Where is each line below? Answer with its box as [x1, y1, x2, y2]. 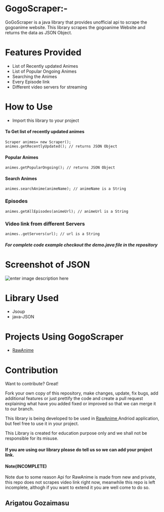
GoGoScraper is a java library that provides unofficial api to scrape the [5, 19, 147, 25]
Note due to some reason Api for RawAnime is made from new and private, [5, 474, 156, 480]
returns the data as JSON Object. [5, 29, 72, 35]
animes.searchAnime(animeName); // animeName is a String [5, 186, 126, 192]
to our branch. [5, 406, 34, 412]
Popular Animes [5, 154, 38, 160]
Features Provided [5, 47, 82, 58]
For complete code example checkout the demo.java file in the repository [5, 242, 158, 248]
